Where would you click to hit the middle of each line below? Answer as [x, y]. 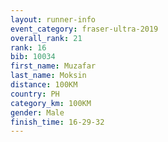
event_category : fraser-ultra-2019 [84, 29]
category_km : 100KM [51, 103]
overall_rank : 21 [46, 38]
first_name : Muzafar [53, 66]
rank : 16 [28, 47]
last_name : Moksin [48, 76]
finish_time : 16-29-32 [57, 122]
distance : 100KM [44, 85]
